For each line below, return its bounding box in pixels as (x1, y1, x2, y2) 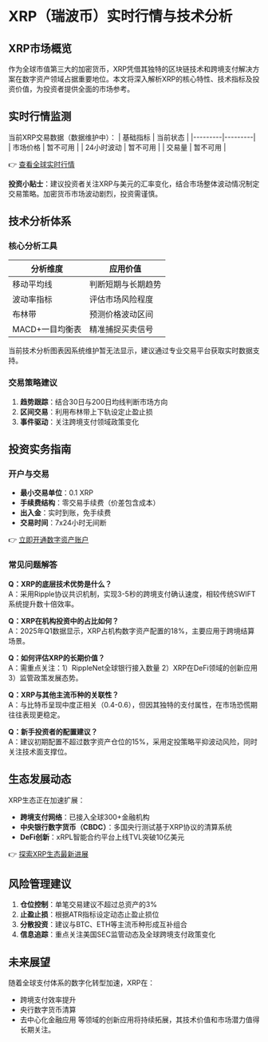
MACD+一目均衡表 (12, 323, 82, 335)
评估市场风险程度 (89, 293, 154, 304)
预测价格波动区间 (89, 308, 154, 319)
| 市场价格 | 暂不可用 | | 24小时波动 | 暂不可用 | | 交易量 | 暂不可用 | (8, 142, 227, 152)
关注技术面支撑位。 (8, 747, 72, 756)
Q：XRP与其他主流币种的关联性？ (8, 690, 120, 699)
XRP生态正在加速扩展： (8, 795, 85, 805)
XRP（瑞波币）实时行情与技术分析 (8, 7, 233, 26)
